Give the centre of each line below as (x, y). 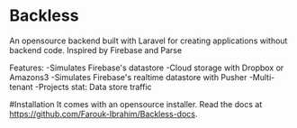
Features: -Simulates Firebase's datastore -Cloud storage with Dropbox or (147, 68)
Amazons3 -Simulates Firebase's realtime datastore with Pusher (128, 77)
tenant (21, 87)
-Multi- (262, 77)
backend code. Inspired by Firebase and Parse (96, 50)
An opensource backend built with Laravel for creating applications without (148, 41)
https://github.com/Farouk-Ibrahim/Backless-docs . (103, 114)
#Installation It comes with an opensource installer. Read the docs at (136, 104)
